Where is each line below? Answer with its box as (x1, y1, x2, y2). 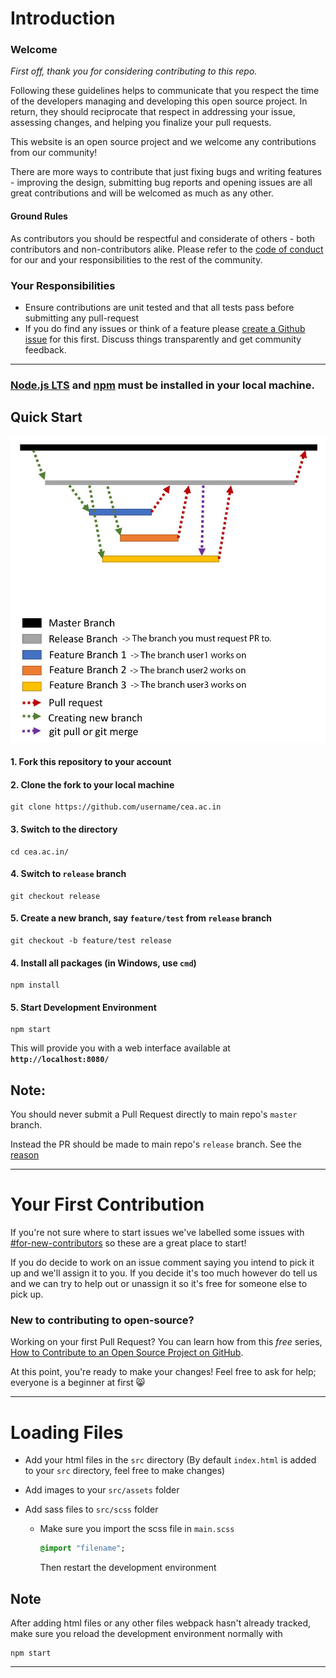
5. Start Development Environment (10, 1001, 157, 1013)
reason (10, 1149, 40, 1161)
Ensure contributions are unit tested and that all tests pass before (24, 301, 295, 313)
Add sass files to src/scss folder (24, 1503, 159, 1516)
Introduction (10, 7, 116, 30)
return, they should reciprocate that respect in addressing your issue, (10, 106, 296, 118)
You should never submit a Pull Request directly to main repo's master (10, 1108, 298, 1121)
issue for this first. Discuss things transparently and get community (24, 333, 302, 345)
